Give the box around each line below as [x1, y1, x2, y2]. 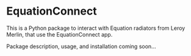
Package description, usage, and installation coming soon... [6, 43, 157, 50]
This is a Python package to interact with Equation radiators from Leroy [6, 24, 186, 32]
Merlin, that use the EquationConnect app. [6, 30, 113, 38]
